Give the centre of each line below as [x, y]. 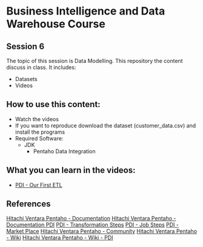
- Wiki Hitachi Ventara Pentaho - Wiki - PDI [60, 238]
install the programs [40, 132]
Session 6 [25, 46]
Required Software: [39, 138]
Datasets [26, 79]
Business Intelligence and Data [86, 11]
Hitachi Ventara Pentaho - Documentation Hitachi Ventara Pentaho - [91, 219]
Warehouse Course [56, 24]
